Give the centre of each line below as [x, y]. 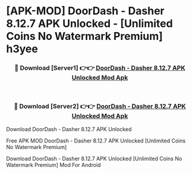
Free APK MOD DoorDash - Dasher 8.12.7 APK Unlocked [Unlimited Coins [96, 141]
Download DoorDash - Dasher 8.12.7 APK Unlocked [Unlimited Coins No [94, 159]
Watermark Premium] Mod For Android [53, 164]
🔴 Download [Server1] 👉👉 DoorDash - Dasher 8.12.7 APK [100, 68]
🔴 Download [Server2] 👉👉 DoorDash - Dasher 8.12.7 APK [100, 107]
